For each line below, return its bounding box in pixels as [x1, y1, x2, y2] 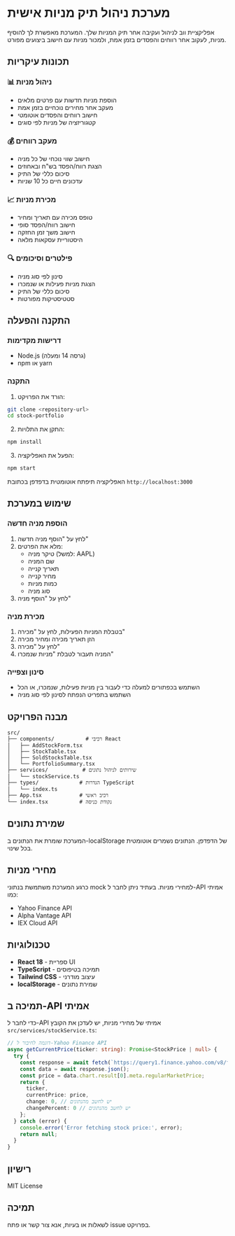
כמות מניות [27, 579, 57, 587]
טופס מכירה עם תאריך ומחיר [17, 213, 93, 222]
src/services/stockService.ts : [7, 1026, 97, 1034]
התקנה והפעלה [7, 314, 71, 326]
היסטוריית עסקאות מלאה [17, 236, 83, 244]
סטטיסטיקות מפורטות [17, 294, 75, 302]
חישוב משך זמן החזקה [17, 228, 76, 237]
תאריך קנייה [27, 564, 59, 573]
